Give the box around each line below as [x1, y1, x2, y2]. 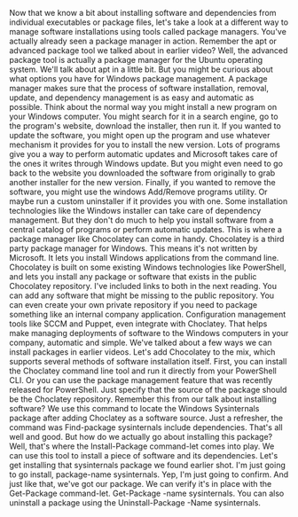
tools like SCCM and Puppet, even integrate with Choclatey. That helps [9, 318, 268, 329]
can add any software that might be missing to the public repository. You [9, 290, 275, 301]
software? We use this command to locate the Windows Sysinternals [9, 403, 260, 413]
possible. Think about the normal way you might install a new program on [9, 102, 278, 112]
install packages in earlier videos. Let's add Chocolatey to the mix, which [9, 347, 276, 357]
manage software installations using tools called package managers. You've [9, 27, 286, 36]
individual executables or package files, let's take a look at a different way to [9, 17, 289, 27]
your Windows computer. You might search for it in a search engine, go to [9, 111, 278, 121]
